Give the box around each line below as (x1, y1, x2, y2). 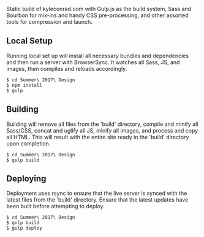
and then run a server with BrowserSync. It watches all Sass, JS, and (6, 58, 180, 66)
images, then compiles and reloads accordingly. (6, 65, 127, 72)
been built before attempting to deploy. (6, 203, 105, 210)
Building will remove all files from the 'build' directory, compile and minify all (6, 120, 198, 128)
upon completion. (6, 140, 51, 147)
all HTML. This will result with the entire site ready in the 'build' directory (6, 133, 189, 140)
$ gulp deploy (6, 225, 43, 232)
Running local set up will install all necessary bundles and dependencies (6, 52, 189, 59)
